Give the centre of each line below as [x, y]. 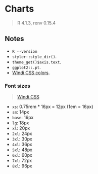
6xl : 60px [22, 155]
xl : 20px [21, 128]
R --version [24, 51]
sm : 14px [20, 112]
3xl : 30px [22, 139]
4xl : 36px [22, 145]
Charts [19, 9]
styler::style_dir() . [34, 56]
